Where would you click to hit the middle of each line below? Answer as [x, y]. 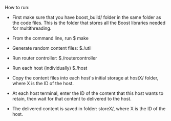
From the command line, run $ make [50, 38]
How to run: [17, 7]
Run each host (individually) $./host [50, 68]
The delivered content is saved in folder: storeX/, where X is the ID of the [89, 109]
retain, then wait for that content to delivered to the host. [72, 99]
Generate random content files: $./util [52, 48]
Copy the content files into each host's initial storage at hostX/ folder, [85, 78]
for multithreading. [32, 28]
